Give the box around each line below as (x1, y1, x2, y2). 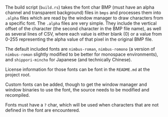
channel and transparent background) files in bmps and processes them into (5, 10, 161, 16)
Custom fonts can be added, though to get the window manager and (5, 81, 147, 87)
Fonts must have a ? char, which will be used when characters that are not (5, 102, 159, 107)
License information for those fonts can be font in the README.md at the (5, 66, 150, 72)
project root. (5, 72, 31, 77)
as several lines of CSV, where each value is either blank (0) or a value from (5, 31, 162, 37)
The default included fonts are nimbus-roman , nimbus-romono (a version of (5, 46, 155, 52)
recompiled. (5, 92, 30, 98)
